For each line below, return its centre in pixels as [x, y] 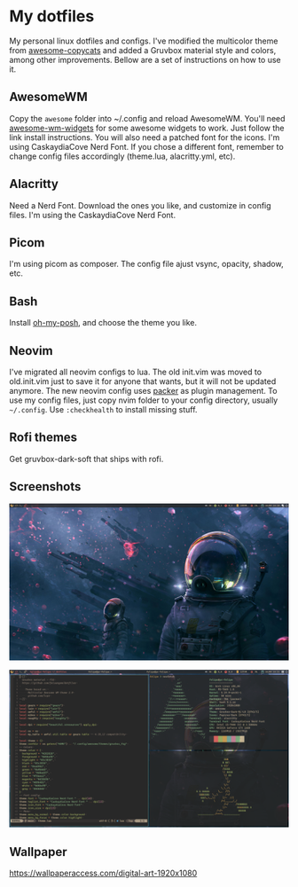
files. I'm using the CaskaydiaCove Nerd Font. [92, 215]
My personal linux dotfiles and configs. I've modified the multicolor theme [144, 41]
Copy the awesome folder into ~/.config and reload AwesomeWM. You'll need [147, 118]
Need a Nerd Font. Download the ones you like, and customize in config [141, 205]
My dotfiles [52, 16]
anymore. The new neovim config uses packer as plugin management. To [143, 391]
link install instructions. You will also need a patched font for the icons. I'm [145, 137]
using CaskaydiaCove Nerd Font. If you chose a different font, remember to [146, 146]
